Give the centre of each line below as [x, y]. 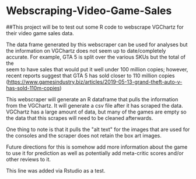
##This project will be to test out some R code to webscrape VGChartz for [95, 27]
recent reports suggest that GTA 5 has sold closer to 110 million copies [90, 75]
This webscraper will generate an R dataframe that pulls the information [92, 99]
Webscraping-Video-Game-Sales [89, 11]
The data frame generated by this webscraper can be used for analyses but [97, 44]
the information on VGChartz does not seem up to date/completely [86, 50]
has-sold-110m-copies [33, 88]
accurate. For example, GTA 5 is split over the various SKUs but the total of [96, 57]
